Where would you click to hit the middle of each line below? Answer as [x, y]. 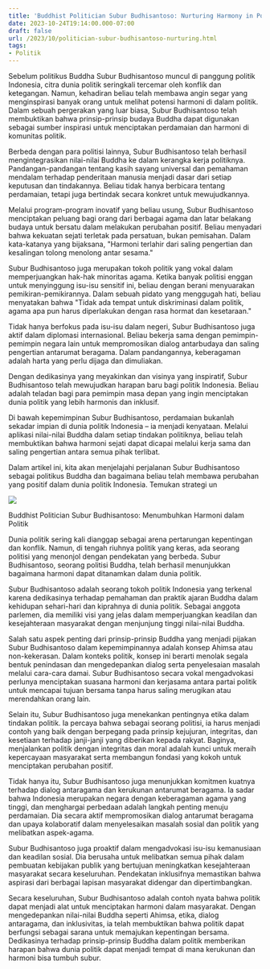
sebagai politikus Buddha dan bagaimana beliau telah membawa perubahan [134, 476]
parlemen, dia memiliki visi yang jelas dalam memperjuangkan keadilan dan [133, 615]
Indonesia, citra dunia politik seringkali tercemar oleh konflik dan [115, 85]
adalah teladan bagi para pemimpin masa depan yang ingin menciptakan [129, 394]
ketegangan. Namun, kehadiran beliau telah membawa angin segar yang [128, 93]
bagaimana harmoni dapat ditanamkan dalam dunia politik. [105, 573]
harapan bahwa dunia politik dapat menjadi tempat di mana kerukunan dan [132, 949]
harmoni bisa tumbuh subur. [55, 958]
